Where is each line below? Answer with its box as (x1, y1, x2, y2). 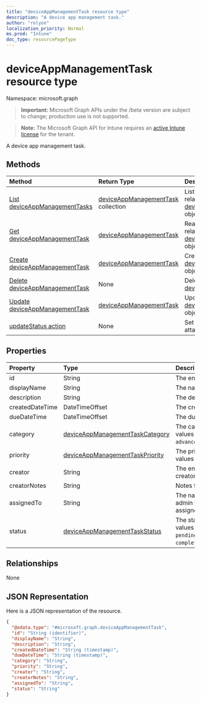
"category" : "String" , (11, 658, 68, 664)
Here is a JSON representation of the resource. (6, 607, 123, 615)
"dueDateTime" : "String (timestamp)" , (11, 652, 109, 658)
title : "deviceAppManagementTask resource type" (6, 8, 130, 15)
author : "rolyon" (6, 20, 50, 26)
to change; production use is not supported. (20, 112, 130, 120)
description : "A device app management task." (6, 14, 124, 20)
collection (98, 202, 126, 210)
